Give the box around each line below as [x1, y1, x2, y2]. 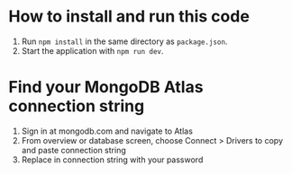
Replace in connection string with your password [21, 154, 204, 165]
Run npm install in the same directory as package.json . [21, 36, 228, 47]
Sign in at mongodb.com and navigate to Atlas [21, 126, 193, 136]
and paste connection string [21, 144, 127, 155]
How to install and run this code [8, 6, 250, 27]
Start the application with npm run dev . [21, 45, 164, 56]
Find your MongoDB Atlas [8, 77, 204, 98]
